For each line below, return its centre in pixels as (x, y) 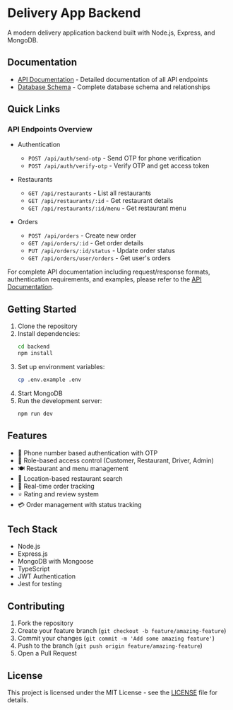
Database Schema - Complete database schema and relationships (114, 87)
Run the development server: (60, 400)
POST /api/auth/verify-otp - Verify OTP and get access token (119, 166)
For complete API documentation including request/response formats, (109, 272)
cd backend (34, 347)
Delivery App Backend (74, 13)
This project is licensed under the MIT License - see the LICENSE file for (112, 692)
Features (27, 436)
